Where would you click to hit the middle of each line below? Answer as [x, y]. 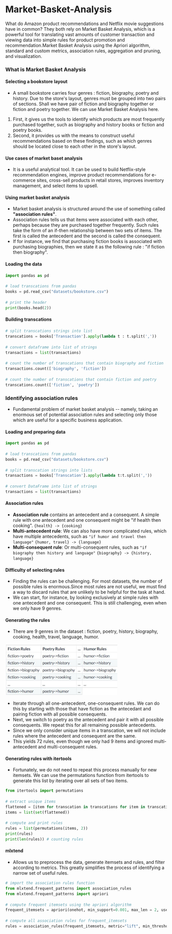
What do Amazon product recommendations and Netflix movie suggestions [84, 24]
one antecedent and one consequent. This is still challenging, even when [90, 603]
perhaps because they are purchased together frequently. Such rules [85, 225]
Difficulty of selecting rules [35, 570]
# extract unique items [31, 802]
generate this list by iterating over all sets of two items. [70, 781]
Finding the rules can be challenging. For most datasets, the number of [88, 581]
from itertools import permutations [44, 791]
